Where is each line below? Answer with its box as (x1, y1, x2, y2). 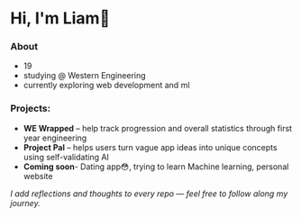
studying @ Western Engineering (23, 70, 147, 81)
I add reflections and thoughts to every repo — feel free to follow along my (10, 188, 288, 199)
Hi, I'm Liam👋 (10, 8, 111, 29)
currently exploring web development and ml (23, 80, 190, 91)
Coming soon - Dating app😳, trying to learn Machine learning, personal (23, 161, 289, 172)
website (23, 170, 53, 181)
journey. (10, 197, 41, 208)
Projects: (10, 103, 51, 115)
